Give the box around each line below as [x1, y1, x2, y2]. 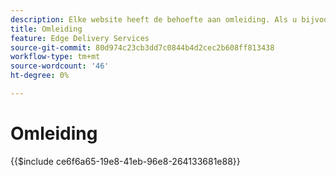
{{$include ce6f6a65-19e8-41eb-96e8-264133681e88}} [10, 155, 241, 167]
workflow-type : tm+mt [10, 52, 101, 62]
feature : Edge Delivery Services [10, 33, 150, 43]
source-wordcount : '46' [10, 61, 110, 71]
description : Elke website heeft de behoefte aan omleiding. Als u [10, 14, 298, 25]
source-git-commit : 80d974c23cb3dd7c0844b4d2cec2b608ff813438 [10, 42, 275, 53]
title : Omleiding [10, 24, 83, 34]
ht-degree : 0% [10, 71, 70, 81]
